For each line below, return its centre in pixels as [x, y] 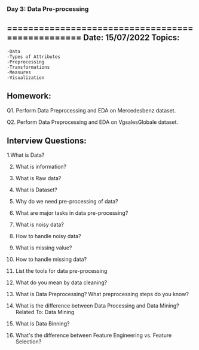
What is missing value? [44, 248]
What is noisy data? [40, 225]
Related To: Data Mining [45, 312]
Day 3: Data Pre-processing [48, 9]
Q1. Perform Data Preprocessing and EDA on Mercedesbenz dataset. [91, 110]
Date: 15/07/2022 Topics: [131, 38]
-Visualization [26, 77]
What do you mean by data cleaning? [61, 282]
